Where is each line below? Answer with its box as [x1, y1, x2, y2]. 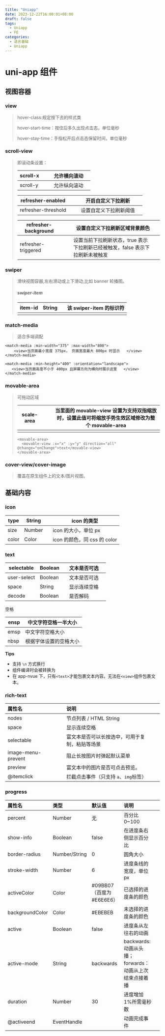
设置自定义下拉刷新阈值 [81, 207, 135, 214]
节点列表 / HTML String [66, 715, 120, 722]
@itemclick [7, 773, 33, 780]
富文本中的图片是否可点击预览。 [66, 764, 140, 771]
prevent [7, 755, 26, 762]
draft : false [5, 16, 32, 21]
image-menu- [7, 749, 42, 756]
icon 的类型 [71, 517, 98, 524]
